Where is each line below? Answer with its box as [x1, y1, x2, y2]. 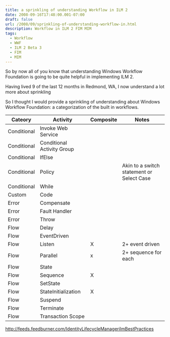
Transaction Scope [39, 313, 85, 320]
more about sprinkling [5, 89, 51, 95]
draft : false [5, 17, 33, 22]
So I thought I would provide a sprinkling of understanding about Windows [5, 99, 160, 105]
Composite [90, 116, 117, 123]
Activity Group [39, 145, 74, 153]
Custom [8, 191, 27, 198]
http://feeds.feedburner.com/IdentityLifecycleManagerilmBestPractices [5, 326, 154, 332]
